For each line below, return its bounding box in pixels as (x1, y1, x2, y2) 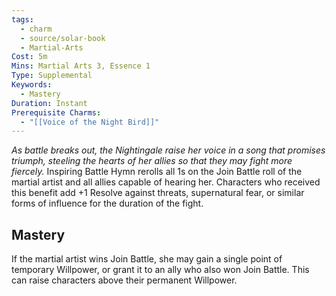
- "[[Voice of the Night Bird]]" (20, 117, 160, 127)
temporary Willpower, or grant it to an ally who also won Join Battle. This (11, 264, 310, 276)
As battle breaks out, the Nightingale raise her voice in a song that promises (11, 144, 326, 156)
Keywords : (11, 80, 53, 90)
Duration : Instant (11, 98, 88, 108)
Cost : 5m (11, 52, 48, 62)
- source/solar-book (20, 33, 106, 43)
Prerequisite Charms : (11, 107, 102, 118)
